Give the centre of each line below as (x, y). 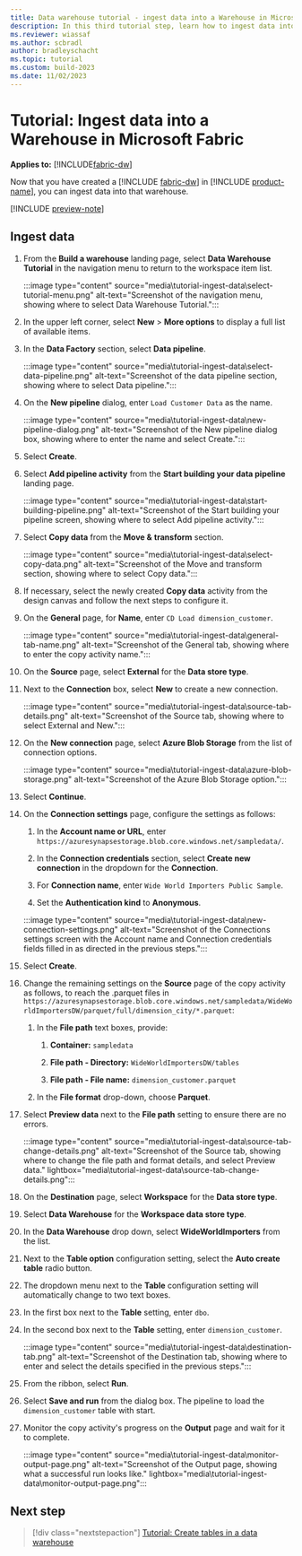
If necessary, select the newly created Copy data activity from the (145, 591)
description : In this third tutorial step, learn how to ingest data (143, 26)
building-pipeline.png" (65, 510)
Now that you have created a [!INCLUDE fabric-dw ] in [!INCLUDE (130, 181)
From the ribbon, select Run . (76, 1383)
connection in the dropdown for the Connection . (127, 867)
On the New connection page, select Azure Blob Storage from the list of (158, 743)
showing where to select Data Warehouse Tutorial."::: (121, 304)
